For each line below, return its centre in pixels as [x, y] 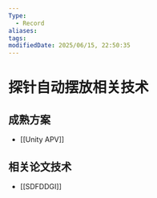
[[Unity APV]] [42, 139]
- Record [30, 23]
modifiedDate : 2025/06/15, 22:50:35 [69, 46]
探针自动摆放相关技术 [79, 88]
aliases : [23, 30]
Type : [17, 16]
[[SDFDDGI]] [40, 186]
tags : [17, 38]
